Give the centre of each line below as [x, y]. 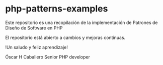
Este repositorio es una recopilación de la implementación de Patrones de [81, 22]
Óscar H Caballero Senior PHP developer [48, 57]
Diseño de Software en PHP [34, 27]
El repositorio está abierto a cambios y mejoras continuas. [65, 37]
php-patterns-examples [57, 9]
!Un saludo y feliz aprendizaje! [36, 47]
